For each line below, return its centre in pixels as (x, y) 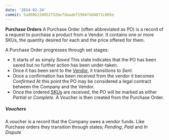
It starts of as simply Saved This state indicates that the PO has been (85, 59)
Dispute (13, 132)
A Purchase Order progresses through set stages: (57, 50)
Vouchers (16, 109)
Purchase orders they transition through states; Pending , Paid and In (77, 127)
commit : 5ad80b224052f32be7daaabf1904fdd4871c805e (60, 15)
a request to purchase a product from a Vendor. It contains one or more (80, 34)
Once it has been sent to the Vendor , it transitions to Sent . (73, 70)
